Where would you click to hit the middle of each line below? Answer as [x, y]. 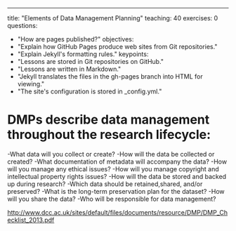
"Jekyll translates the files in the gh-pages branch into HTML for [110, 77]
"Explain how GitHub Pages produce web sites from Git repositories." [117, 47]
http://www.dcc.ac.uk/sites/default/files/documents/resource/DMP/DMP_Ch [118, 212]
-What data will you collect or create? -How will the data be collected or [111, 154]
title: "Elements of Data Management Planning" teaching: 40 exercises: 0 [113, 18]
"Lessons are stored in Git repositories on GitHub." [90, 61]
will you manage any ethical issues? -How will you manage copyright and [113, 169]
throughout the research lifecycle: [109, 135]
